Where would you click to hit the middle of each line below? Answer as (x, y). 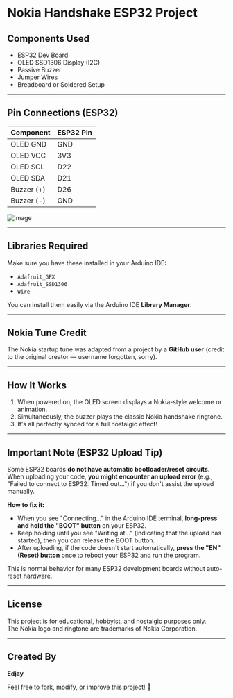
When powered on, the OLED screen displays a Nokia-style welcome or (119, 402)
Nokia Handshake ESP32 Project (102, 13)
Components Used (49, 39)
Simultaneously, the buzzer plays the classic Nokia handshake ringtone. (120, 417)
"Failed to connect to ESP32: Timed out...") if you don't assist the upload (111, 484)
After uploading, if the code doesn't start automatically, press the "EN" (119, 548)
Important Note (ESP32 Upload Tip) (85, 452)
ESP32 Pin (75, 132)
